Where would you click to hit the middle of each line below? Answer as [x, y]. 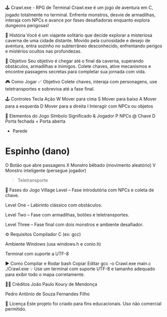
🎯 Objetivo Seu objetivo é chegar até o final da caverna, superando [74, 61]
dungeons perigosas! [27, 25]
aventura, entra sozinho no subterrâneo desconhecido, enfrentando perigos [84, 46]
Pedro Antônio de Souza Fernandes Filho [48, 294]
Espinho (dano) [38, 151]
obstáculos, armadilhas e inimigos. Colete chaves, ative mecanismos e [78, 66]
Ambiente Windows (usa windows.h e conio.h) [53, 244]
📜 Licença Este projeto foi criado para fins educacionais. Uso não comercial [83, 303]
